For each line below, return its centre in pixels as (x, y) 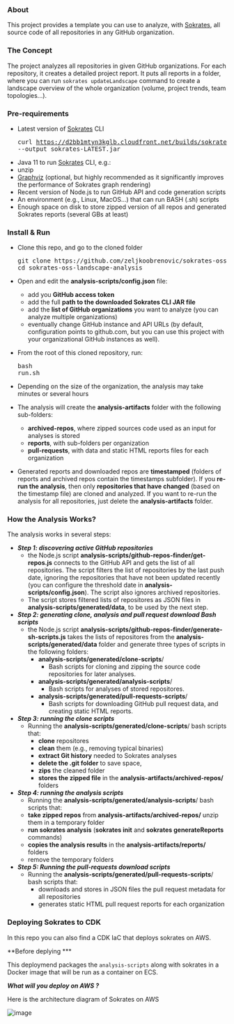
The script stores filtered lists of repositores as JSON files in (114, 600)
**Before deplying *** (39, 951)
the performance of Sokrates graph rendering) (84, 184)
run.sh (29, 373)
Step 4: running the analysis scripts (70, 793)
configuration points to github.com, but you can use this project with (126, 332)
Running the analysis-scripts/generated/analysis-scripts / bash (121, 800)
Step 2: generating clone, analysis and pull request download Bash (117, 615)
